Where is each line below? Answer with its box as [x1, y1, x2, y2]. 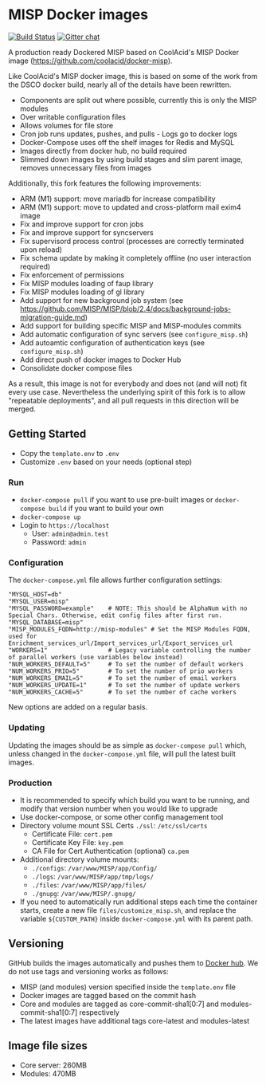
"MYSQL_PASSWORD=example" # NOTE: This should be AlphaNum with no [8, 604, 248, 613]
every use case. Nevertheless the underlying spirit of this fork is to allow [8, 387, 246, 396]
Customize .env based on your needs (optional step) [19, 457, 193, 466]
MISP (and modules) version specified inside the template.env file [19, 982, 237, 992]
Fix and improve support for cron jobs [19, 219, 144, 229]
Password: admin [31, 537, 87, 547]
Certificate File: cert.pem [31, 829, 113, 839]
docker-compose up [19, 513, 81, 521]
